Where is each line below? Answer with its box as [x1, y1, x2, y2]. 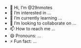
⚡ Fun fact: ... [9, 38, 37, 44]
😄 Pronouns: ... [9, 33, 42, 39]
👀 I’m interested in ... [9, 10, 52, 16]
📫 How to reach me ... [9, 26, 55, 31]
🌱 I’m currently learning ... [9, 15, 62, 21]
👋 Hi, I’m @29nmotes [9, 5, 53, 10]
